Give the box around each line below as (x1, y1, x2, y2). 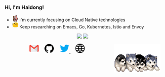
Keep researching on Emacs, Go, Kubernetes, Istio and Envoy (19, 24, 144, 30)
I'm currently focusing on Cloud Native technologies (19, 17, 125, 23)
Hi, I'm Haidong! (4, 4, 44, 11)
